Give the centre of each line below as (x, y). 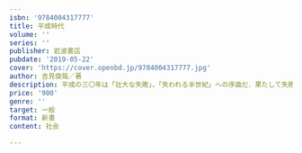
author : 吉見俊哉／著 (46, 76)
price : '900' (34, 93)
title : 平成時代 (37, 26)
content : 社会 (35, 127)
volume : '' (30, 34)
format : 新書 (32, 118)
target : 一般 (32, 110)
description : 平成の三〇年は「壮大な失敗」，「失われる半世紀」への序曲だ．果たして (146, 85)
